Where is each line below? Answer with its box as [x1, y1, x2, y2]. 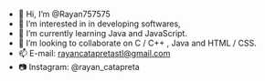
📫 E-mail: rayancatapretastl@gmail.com [17, 48, 171, 58]
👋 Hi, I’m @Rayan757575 [17, 9, 111, 19]
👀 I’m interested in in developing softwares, [17, 18, 181, 29]
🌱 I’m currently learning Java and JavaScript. [17, 28, 187, 38]
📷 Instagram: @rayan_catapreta [17, 62, 140, 72]
